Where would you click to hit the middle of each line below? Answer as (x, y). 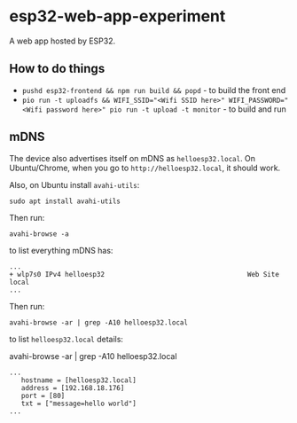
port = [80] (43, 396)
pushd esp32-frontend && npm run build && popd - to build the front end (154, 90)
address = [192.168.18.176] (73, 388)
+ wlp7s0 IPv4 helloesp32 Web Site (144, 274)
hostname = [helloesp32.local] (79, 380)
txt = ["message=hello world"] (79, 403)
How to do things (57, 69)
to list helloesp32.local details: (66, 339)
